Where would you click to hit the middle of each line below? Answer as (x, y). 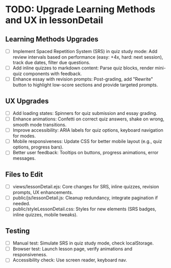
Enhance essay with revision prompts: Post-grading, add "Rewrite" (83, 79)
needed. (21, 204)
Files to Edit (24, 174)
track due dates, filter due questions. (51, 63)
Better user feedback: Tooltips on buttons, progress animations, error (86, 153)
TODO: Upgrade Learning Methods (80, 9)
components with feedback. (52, 74)
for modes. (24, 136)
